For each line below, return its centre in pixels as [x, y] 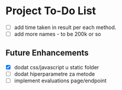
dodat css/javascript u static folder [57, 67]
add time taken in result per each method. [65, 27]
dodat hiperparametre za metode [54, 74]
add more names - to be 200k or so [57, 34]
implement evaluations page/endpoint [60, 81]
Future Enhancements [47, 53]
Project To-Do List [51, 11]
